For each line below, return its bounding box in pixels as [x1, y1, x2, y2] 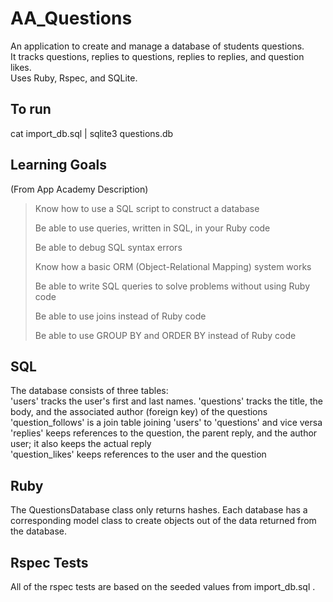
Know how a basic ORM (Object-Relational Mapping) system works [34, 260, 312, 272]
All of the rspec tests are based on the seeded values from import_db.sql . [10, 581, 316, 592]
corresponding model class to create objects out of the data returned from [10, 515, 317, 527]
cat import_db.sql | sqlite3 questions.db [10, 127, 174, 139]
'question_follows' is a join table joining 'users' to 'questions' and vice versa [10, 417, 323, 429]
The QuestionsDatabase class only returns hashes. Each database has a [10, 504, 308, 516]
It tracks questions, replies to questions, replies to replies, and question [10, 50, 305, 62]
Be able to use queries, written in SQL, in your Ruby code [34, 222, 271, 234]
